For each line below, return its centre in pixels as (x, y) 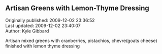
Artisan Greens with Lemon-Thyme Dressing (77, 8)
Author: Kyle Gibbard (27, 31)
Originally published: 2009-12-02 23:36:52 (50, 20)
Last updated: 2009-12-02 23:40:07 (43, 25)
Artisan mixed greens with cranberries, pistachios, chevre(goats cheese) (81, 40)
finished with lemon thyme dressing (43, 46)
